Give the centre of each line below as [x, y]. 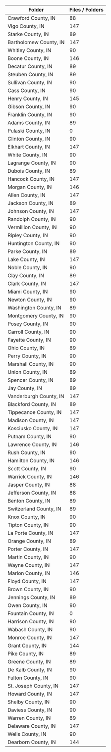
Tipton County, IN [28, 525]
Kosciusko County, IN [33, 428]
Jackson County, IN [30, 203]
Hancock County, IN [31, 179]
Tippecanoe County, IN [35, 412]
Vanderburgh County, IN [36, 396]
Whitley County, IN [29, 50]
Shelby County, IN [29, 702]
